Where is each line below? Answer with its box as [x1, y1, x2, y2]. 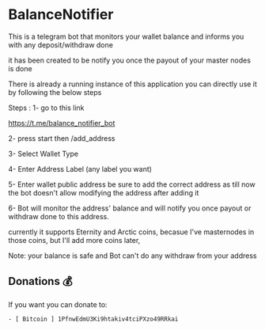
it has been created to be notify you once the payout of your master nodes [8, 55, 252, 65]
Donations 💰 [8, 275, 73, 288]
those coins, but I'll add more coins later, [8, 235, 141, 245]
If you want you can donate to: [8, 299, 108, 309]
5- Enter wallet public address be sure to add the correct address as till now [8, 180, 256, 189]
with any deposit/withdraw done [8, 40, 113, 49]
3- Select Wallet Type [8, 149, 79, 158]
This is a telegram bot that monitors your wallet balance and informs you [8, 32, 244, 41]
